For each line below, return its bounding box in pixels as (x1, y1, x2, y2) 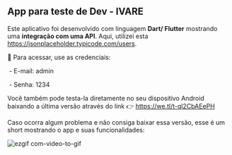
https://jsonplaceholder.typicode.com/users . (7, 39, 137, 48)
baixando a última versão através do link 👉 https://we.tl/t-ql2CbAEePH (7, 101, 216, 110)
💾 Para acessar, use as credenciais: (7, 53, 111, 61)
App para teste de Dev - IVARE (7, 6, 144, 18)
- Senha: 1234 (8, 80, 50, 89)
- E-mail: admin (8, 66, 54, 75)
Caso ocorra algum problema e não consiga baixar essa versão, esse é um (7, 118, 225, 126)
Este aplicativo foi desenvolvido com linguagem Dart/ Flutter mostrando (7, 24, 218, 32)
